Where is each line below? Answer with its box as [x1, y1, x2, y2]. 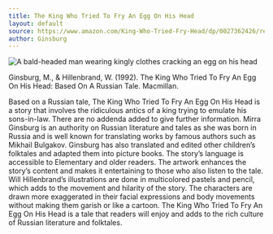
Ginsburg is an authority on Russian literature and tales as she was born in [8, 123, 258, 132]
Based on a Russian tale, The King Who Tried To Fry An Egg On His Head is [8, 97, 261, 106]
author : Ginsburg [8, 34, 67, 43]
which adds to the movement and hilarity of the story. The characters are [8, 184, 253, 193]
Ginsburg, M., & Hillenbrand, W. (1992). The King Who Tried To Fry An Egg [8, 72, 257, 82]
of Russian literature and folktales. [8, 218, 123, 227]
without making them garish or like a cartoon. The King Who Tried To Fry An [8, 201, 263, 210]
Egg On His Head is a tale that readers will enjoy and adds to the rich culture [8, 209, 264, 219]
